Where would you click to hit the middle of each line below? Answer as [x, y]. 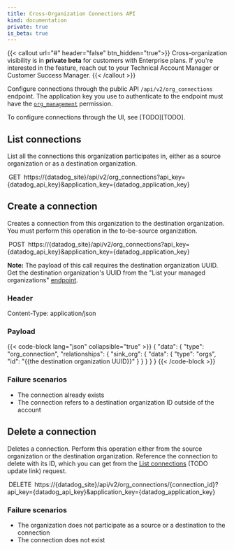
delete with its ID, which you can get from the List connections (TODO [108, 463]
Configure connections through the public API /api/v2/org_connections [110, 89]
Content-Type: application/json [52, 313]
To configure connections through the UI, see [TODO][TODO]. [96, 117]
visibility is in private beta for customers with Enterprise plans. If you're [110, 61]
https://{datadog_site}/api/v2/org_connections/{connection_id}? [126, 484]
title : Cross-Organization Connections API [72, 14]
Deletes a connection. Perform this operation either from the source [105, 449]
